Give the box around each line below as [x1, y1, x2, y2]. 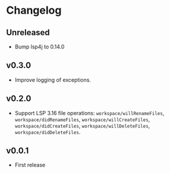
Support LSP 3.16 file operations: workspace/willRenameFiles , [14, 109, 165, 116]
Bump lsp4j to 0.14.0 [14, 43, 65, 50]
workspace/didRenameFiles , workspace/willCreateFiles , [14, 116, 150, 123]
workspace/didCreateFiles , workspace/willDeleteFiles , [14, 122, 150, 129]
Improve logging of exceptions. [14, 76, 91, 84]
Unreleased [6, 27, 51, 38]
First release [14, 162, 46, 169]
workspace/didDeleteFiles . [14, 128, 81, 135]
